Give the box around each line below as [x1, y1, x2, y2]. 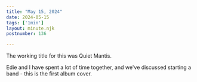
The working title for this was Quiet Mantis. [6, 52, 112, 59]
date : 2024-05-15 [6, 14, 50, 20]
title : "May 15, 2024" [6, 8, 63, 15]
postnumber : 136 [6, 31, 47, 37]
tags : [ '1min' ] [6, 20, 44, 26]
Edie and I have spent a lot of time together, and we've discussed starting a [6, 64, 192, 71]
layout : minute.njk [6, 25, 55, 31]
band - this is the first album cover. [6, 70, 93, 77]
